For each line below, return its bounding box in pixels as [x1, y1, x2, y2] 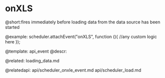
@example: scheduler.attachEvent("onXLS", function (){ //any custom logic [5, 34, 157, 39]
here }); [5, 39, 21, 44]
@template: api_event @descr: [5, 48, 67, 54]
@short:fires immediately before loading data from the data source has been [5, 19, 161, 25]
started [5, 24, 20, 30]
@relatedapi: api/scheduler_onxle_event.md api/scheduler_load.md [5, 67, 141, 73]
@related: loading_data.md [5, 58, 60, 63]
